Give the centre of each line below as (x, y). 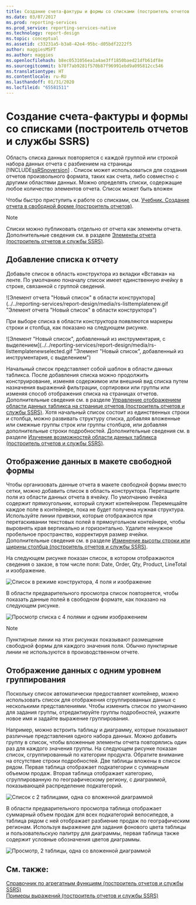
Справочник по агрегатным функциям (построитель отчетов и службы (95, 883)
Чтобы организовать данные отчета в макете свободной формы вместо (96, 485)
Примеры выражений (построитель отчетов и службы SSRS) (82, 896)
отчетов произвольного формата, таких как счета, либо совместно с (92, 176)
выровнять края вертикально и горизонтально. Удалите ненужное (90, 528)
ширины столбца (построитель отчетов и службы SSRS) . (77, 547)
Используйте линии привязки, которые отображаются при (80, 516)
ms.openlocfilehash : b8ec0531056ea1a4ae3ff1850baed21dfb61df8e (85, 60)
